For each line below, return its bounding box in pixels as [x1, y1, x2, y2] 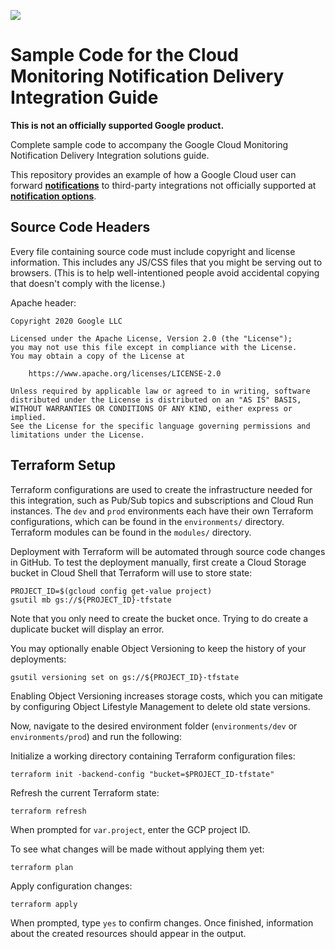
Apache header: [10, 296, 77, 309]
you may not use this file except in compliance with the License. [10, 342, 298, 352]
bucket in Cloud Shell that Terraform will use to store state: [10, 566, 253, 579]
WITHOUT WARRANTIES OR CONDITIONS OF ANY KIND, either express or [10, 403, 293, 414]
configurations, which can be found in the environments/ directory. [10, 515, 285, 527]
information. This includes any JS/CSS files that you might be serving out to [10, 256, 323, 268]
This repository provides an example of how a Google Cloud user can [10, 168, 297, 180]
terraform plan [10, 862, 74, 872]
